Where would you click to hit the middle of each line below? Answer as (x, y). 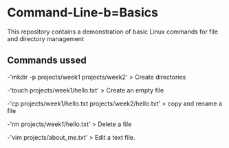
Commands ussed (47, 61)
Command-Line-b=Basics (83, 13)
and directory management (46, 38)
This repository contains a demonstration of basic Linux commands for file (113, 32)
